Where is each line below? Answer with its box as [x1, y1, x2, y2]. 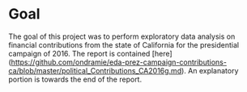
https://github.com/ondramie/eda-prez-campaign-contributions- [11, 57, 227, 67]
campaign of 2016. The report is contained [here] [8, 48, 172, 58]
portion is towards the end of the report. [8, 74, 143, 84]
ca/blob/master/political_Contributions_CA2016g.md [8, 65, 182, 75]
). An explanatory [181, 65, 239, 75]
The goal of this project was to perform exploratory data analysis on [8, 31, 236, 41]
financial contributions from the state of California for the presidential [8, 40, 240, 49]
